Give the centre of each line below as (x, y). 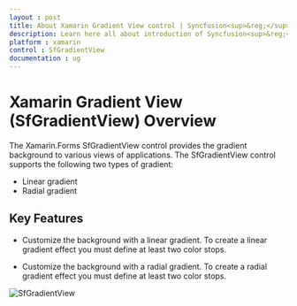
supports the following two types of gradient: (91, 164)
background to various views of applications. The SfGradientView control (142, 155)
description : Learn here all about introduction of (106, 34)
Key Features (46, 219)
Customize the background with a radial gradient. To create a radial (145, 266)
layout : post (35, 17)
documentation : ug (45, 58)
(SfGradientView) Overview (113, 121)
